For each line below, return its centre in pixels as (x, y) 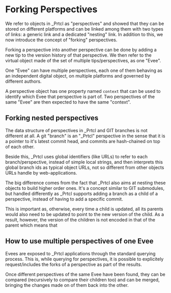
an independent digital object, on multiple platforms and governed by (78, 76)
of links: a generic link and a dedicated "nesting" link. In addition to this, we (84, 34)
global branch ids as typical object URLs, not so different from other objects (85, 167)
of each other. (20, 146)
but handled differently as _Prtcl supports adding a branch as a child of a (82, 193)
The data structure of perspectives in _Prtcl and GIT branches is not (76, 130)
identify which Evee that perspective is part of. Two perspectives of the (80, 96)
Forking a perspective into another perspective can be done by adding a (81, 50)
